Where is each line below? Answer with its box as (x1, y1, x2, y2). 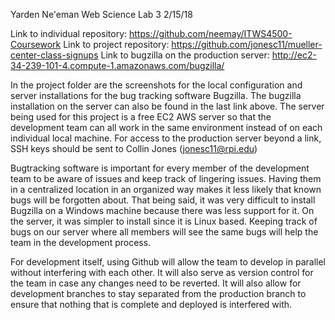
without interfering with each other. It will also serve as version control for (10, 267, 314, 278)
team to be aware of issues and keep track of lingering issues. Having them (10, 173, 322, 184)
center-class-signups (10, 49, 99, 61)
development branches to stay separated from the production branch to (10, 288, 307, 299)
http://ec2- (271, 49, 317, 61)
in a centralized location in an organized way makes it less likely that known (10, 184, 322, 195)
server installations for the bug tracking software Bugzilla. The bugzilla (10, 90, 302, 101)
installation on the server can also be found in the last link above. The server (10, 100, 325, 112)
